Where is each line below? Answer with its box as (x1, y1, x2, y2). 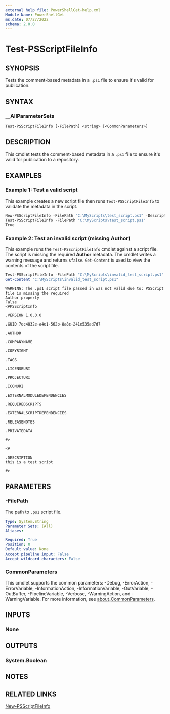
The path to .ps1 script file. (5, 509, 62, 515)
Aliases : (5, 528, 24, 533)
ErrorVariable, (5, 585, 34, 592)
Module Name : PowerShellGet (5, 12, 65, 17)
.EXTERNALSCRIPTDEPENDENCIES (5, 411, 67, 416)
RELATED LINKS (5, 690, 57, 698)
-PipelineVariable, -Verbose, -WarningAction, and (27, 591, 131, 597)
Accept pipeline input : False (5, 551, 69, 557)
